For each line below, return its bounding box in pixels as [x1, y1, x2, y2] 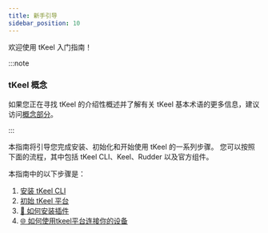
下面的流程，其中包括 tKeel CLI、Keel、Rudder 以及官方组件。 [8, 151, 214, 161]
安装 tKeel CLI [19, 186, 66, 195]
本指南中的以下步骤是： [8, 169, 86, 179]
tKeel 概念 [8, 79, 48, 90]
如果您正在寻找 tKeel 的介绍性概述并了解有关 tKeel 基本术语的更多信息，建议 [8, 99, 260, 109]
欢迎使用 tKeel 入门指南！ [8, 42, 93, 52]
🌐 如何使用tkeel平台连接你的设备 [19, 215, 128, 225]
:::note [8, 58, 30, 68]
